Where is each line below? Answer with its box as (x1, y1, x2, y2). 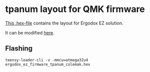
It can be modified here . (5, 29, 54, 35)
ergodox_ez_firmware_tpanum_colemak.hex (5, 61, 91, 67)
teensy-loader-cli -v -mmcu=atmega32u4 (5, 57, 88, 62)
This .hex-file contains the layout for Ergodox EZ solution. (5, 20, 123, 26)
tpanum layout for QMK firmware (5, 3, 145, 15)
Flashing (5, 44, 33, 53)
